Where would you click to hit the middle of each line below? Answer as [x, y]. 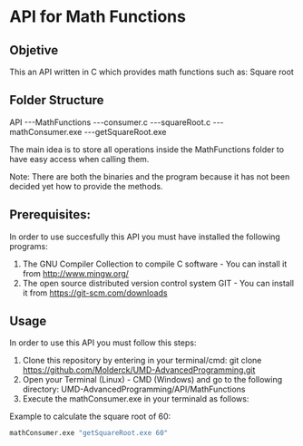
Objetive [34, 50]
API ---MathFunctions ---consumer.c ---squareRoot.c [110, 122]
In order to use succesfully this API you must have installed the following [145, 237]
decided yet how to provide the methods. [86, 186]
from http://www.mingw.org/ [76, 273]
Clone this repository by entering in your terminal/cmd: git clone [142, 361]
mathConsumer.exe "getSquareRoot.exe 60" [89, 433]
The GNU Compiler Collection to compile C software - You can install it [155, 264]
